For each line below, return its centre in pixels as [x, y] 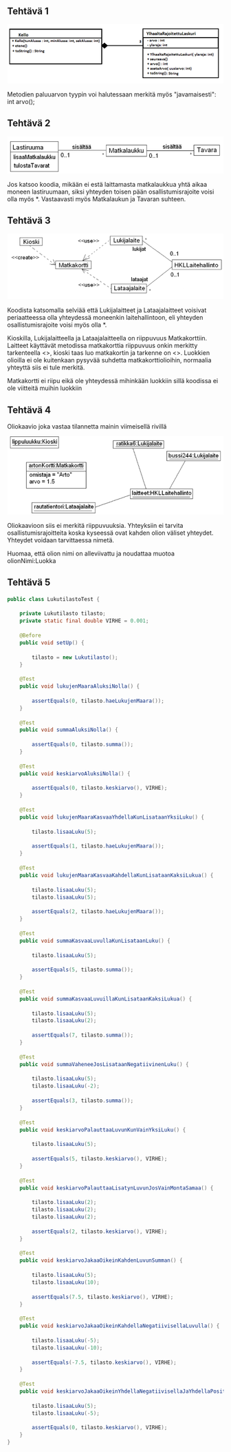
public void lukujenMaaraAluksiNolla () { [79, 686]
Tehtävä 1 [28, 11]
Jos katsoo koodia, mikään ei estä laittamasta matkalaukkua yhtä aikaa [107, 184]
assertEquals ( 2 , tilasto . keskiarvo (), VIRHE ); [100, 1231]
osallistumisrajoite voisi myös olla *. [57, 325]
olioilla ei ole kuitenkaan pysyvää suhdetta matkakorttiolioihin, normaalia [109, 360]
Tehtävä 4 [29, 410]
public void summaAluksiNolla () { [69, 730]
